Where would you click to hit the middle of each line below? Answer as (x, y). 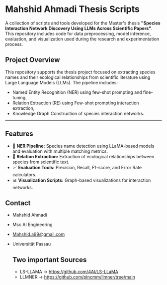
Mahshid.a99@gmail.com (39, 234)
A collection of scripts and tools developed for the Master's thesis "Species (83, 23)
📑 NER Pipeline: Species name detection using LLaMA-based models (83, 146)
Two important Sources (49, 260)
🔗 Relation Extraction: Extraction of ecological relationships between (83, 156)
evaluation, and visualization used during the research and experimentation (82, 39)
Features (19, 134)
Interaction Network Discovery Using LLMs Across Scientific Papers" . (79, 28)
